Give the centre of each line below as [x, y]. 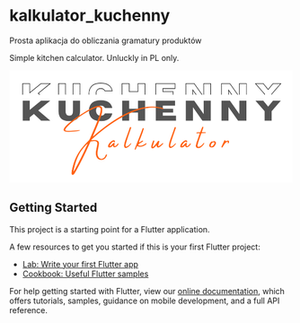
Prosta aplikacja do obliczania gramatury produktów [106, 40]
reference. [28, 310]
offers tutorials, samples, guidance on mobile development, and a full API [145, 301]
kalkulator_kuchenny [90, 16]
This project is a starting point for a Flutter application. [110, 229]
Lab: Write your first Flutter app [80, 264]
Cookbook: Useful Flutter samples [85, 274]
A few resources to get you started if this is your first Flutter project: [135, 247]
